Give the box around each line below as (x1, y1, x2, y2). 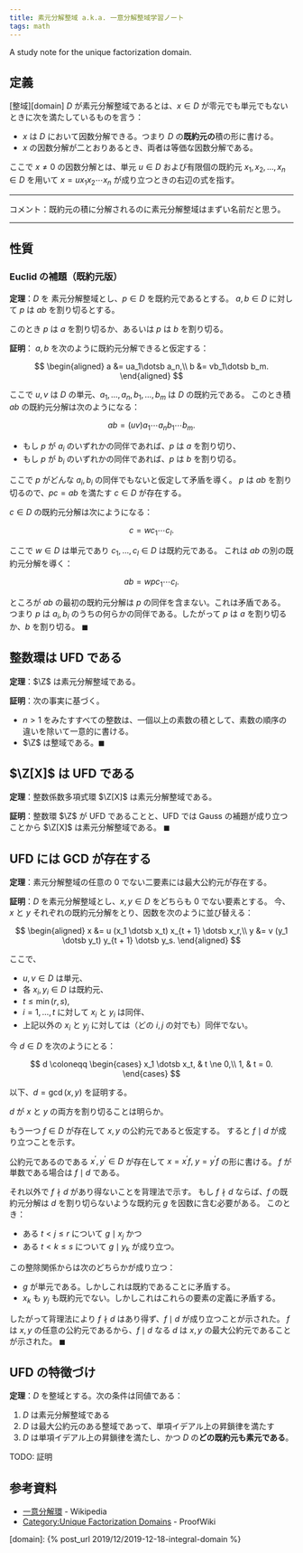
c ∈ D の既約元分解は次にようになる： (9, 506, 153, 517)
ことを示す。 (32, 1136, 80, 1147)
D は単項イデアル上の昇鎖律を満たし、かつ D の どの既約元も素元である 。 (22, 1432, 294, 1443)
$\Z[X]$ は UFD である (9, 766, 135, 781)
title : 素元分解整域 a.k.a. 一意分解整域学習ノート (9, 13, 185, 23)
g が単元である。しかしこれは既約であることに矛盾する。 (22, 1281, 236, 1292)
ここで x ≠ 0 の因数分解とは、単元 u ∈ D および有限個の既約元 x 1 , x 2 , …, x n (9, 162, 286, 174)
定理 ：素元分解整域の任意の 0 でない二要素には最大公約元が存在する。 (9, 877, 272, 888)
